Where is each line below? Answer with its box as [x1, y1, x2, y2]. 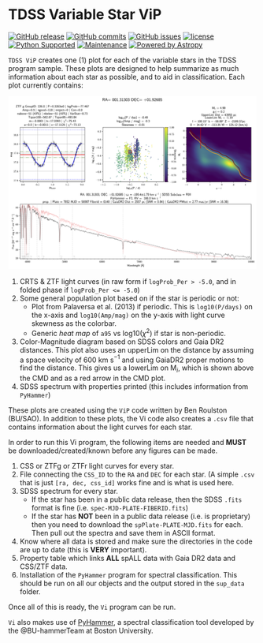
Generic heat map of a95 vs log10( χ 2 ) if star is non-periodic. [31, 327, 227, 338]
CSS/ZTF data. [19, 562, 69, 571]
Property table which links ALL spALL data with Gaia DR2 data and [19, 553, 236, 563]
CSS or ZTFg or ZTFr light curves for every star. [19, 461, 175, 470]
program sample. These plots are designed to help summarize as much [8, 63, 239, 73]
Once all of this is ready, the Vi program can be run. [8, 602, 176, 611]
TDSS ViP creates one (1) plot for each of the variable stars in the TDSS [8, 55, 237, 65]
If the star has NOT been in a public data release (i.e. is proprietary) [31, 511, 250, 521]
